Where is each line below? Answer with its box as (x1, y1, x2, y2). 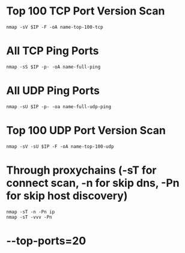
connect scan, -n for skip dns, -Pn (6, 176, 180, 190)
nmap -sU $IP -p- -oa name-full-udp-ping (6, 103, 112, 109)
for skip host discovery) (6, 189, 128, 203)
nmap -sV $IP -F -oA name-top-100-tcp (6, 24, 103, 30)
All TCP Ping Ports (6, 44, 99, 58)
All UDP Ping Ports (6, 84, 100, 97)
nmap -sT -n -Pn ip (6, 209, 55, 215)
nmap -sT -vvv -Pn (6, 214, 52, 220)
